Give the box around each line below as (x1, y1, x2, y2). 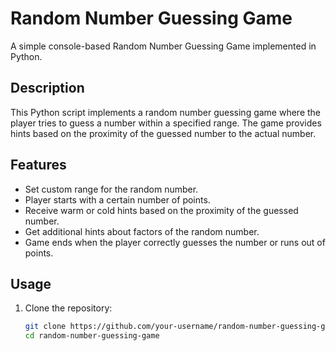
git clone (24, 322, 67, 332)
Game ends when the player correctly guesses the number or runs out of (24, 236, 326, 248)
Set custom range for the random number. (24, 183, 199, 195)
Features (10, 157, 67, 174)
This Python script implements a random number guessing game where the (10, 106, 322, 118)
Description (10, 80, 85, 97)
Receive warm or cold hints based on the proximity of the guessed (24, 204, 299, 216)
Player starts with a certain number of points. (24, 193, 211, 206)
